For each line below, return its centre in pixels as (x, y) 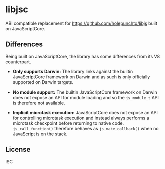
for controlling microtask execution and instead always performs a (81, 118)
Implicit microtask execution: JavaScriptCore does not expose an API (85, 112)
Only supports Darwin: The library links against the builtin (73, 71)
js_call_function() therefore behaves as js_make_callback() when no (86, 128)
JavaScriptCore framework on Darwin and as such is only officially (81, 77)
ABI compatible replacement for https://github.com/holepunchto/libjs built (81, 23)
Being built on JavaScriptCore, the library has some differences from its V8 (83, 56)
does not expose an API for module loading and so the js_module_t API (86, 97)
